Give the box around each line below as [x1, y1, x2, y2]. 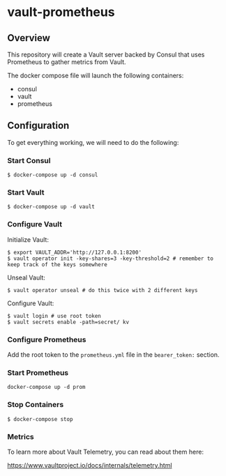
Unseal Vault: [7, 273, 45, 282]
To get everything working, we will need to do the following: [7, 138, 179, 146]
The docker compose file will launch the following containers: [7, 71, 184, 79]
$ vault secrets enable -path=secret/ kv [7, 318, 130, 325]
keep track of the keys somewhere [7, 261, 108, 268]
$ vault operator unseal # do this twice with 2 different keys [7, 286, 198, 293]
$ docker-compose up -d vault [7, 204, 96, 210]
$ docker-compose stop [7, 415, 73, 422]
